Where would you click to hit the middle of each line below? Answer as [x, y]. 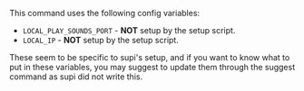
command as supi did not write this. [76, 77]
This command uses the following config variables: [105, 13]
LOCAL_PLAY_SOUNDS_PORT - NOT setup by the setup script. [129, 30]
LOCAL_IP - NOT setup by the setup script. [100, 40]
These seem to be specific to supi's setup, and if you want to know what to [150, 57]
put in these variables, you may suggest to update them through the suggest [152, 67]
